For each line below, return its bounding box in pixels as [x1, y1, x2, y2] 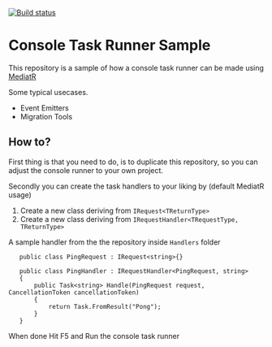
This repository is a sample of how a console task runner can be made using [8, 63, 264, 72]
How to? [8, 135, 51, 150]
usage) [8, 189, 32, 199]
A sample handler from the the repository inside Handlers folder [8, 236, 221, 247]
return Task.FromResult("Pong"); [48, 302, 162, 310]
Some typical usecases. [8, 87, 89, 97]
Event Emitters [19, 102, 69, 113]
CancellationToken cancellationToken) [8, 288, 140, 297]
